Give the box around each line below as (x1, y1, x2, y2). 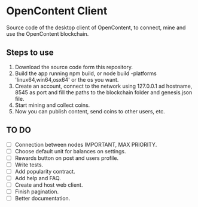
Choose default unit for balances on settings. (14, 147, 126, 155)
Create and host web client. (14, 181, 83, 189)
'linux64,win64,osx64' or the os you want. (14, 76, 119, 83)
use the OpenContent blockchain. (6, 30, 89, 37)
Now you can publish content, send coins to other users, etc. (14, 107, 166, 115)
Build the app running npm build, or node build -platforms (14, 70, 157, 77)
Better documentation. (14, 195, 71, 202)
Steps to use (6, 48, 54, 58)
